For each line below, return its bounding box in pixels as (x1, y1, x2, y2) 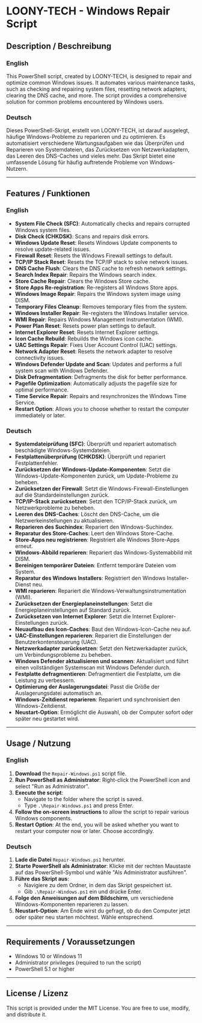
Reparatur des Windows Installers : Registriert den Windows (14, 574, 166, 582)
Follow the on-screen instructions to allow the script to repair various (14, 808, 189, 816)
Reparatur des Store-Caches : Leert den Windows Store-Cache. (14, 530, 174, 537)
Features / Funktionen (6, 188, 90, 198)
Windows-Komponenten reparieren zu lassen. (14, 901, 129, 908)
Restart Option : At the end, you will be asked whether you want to (14, 821, 179, 828)
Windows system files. (14, 226, 71, 233)
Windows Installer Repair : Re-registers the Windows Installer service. (14, 309, 189, 316)
